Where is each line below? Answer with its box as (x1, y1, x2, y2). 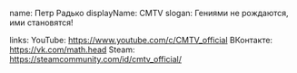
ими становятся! (9, 17, 74, 28)
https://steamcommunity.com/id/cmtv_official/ (9, 54, 183, 64)
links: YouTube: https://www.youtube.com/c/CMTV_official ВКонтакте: (9, 35, 273, 45)
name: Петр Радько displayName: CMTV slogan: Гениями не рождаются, (9, 8, 289, 18)
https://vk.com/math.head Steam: (9, 44, 135, 55)
